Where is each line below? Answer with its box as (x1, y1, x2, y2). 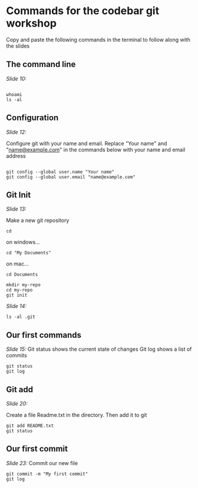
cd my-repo (6, 287, 33, 293)
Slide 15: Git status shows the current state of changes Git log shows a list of (6, 346, 192, 353)
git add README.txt (6, 423, 54, 429)
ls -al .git (6, 314, 35, 320)
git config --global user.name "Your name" (6, 169, 115, 175)
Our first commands (6, 330, 81, 340)
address (6, 152, 26, 160)
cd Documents (6, 272, 38, 278)
